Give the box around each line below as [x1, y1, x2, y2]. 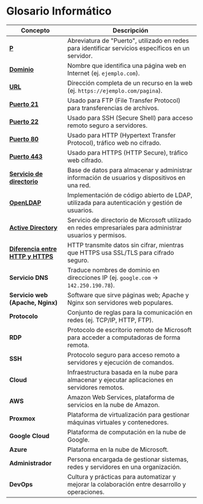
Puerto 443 [9, 152, 43, 161]
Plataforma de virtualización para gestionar [67, 410, 190, 419]
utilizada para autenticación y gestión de [67, 198, 182, 207]
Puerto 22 [9, 117, 39, 125]
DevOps [9, 480, 33, 488]
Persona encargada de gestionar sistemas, [67, 455, 188, 463]
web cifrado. [67, 156, 103, 164]
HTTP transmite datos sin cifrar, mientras [67, 240, 184, 249]
